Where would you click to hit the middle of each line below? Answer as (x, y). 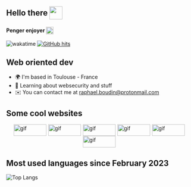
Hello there (27, 13)
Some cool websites (44, 113)
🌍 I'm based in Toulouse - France (56, 77)
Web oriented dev (40, 62)
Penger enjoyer (26, 30)
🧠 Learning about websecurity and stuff (63, 86)
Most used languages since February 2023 (87, 163)
